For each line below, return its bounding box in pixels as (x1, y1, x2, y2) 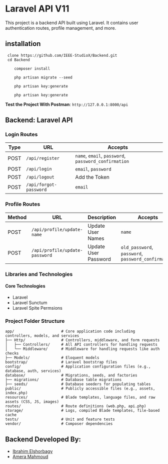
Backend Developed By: (5, 435, 81, 443)
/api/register (25, 155, 60, 161)
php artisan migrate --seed (14, 75, 72, 80)
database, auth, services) (5, 368, 61, 374)
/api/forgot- (25, 182, 57, 188)
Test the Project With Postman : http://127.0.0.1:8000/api (5, 101, 128, 107)
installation (5, 40, 41, 48)
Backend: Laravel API (5, 116, 73, 125)
